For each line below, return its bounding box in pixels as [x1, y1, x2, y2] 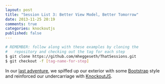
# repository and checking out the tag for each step [5, 49, 125, 54]
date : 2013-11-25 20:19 [5, 17, 56, 22]
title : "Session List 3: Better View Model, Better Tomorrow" [5, 12, 139, 17]
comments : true [5, 21, 37, 27]
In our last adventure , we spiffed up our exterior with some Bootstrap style [5, 67, 160, 73]
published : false [5, 31, 42, 36]
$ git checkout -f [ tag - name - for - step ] [5, 58, 89, 63]
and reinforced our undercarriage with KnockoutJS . [5, 73, 113, 79]
